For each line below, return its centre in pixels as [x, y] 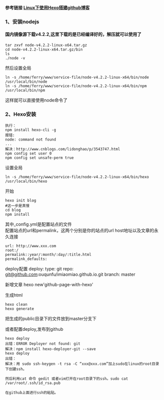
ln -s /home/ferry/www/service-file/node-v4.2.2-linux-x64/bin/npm [76, 86]
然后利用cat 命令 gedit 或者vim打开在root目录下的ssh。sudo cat [67, 379]
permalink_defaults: [26, 259]
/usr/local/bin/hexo [26, 181]
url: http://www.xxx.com [31, 246]
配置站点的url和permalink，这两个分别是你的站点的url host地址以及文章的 [80, 231]
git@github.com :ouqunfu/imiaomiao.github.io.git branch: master [70, 274]
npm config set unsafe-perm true [40, 158]
